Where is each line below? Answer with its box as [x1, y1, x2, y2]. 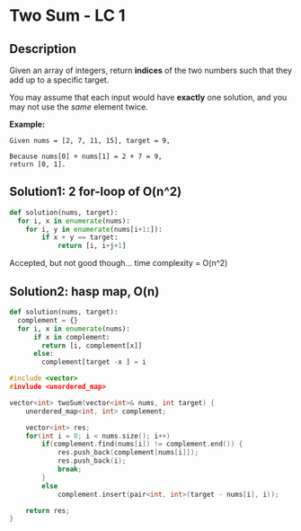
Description [9, 41, 76, 57]
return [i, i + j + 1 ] [57, 242, 127, 251]
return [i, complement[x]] [41, 341, 143, 350]
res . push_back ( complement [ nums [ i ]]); [57, 448, 199, 457]
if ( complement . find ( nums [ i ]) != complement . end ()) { [41, 439, 243, 449]
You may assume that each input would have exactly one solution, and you [9, 92, 288, 102]
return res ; [25, 506, 70, 515]
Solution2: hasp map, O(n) [9, 284, 160, 299]
